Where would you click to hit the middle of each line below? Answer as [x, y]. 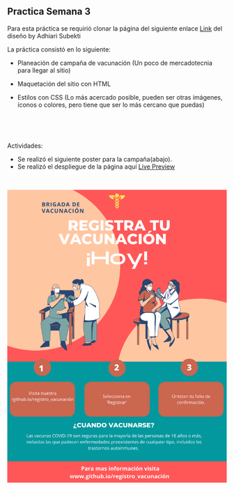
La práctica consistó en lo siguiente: [59, 49]
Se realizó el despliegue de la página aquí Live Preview [96, 167]
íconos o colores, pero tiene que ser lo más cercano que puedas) [111, 105]
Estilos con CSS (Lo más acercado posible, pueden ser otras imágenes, [120, 97]
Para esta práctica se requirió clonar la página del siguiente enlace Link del [115, 28]
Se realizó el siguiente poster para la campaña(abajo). [95, 159]
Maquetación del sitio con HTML [64, 84]
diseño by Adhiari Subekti [44, 36]
